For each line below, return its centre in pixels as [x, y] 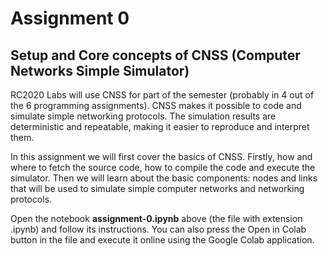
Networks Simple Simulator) [100, 70]
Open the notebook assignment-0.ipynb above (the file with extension [156, 218]
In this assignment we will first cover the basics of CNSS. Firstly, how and [161, 156]
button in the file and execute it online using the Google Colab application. [162, 240]
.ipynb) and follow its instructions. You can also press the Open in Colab [158, 229]
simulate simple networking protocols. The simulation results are [143, 116]
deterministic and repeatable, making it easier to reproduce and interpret [160, 126]
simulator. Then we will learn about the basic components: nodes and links [164, 178]
